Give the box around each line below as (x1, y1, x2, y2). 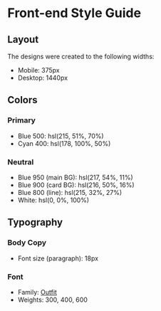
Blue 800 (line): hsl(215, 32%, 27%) (17, 188, 123, 196)
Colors (7, 94, 38, 106)
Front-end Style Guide (7, 5, 141, 21)
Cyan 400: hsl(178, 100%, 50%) (17, 139, 111, 147)
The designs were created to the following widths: (7, 52, 155, 60)
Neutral (7, 157, 34, 167)
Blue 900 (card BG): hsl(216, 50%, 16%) (17, 180, 135, 189)
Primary (7, 115, 36, 125)
